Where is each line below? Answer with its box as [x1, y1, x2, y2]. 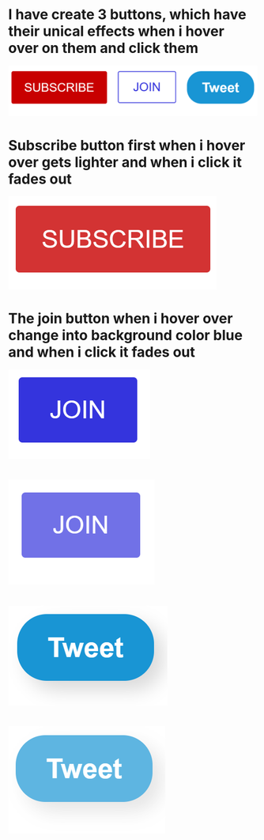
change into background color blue [8, 327, 243, 345]
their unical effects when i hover [8, 22, 225, 40]
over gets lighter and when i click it [8, 153, 243, 171]
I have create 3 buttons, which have [8, 6, 247, 24]
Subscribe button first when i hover [8, 136, 246, 154]
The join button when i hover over [8, 310, 233, 327]
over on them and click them [8, 40, 199, 57]
